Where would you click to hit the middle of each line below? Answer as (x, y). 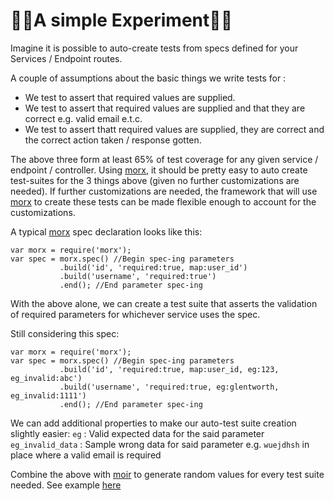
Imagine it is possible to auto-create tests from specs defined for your (154, 48)
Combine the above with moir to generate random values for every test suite (167, 474)
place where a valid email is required (86, 455)
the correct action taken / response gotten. (113, 140)
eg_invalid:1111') (48, 395)
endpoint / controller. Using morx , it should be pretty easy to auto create (159, 170)
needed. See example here (66, 485)
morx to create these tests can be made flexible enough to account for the (163, 201)
